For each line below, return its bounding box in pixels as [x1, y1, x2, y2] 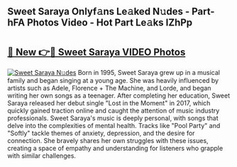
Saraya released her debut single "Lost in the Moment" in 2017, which [7, 99, 211, 107]
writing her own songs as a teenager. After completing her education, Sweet [7, 91, 231, 100]
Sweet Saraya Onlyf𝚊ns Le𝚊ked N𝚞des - [7, 6, 190, 18]
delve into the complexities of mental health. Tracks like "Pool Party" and [7, 122, 221, 129]
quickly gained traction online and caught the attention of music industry [7, 106, 220, 115]
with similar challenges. [7, 151, 77, 160]
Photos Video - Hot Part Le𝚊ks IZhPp [27, 17, 193, 29]
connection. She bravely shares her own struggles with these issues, [7, 137, 209, 144]
